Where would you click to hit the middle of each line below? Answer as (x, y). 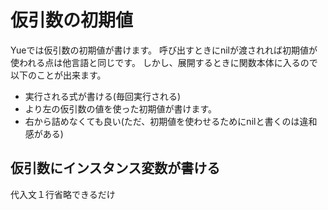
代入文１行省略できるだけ (63, 194)
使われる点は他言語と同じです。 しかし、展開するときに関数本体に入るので (164, 62)
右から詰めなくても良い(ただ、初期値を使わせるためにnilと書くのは (162, 121)
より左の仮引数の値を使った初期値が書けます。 (121, 108)
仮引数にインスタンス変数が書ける (115, 168)
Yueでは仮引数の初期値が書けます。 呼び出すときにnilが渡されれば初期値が (164, 50)
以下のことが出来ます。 (58, 75)
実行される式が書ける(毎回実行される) (103, 96)
